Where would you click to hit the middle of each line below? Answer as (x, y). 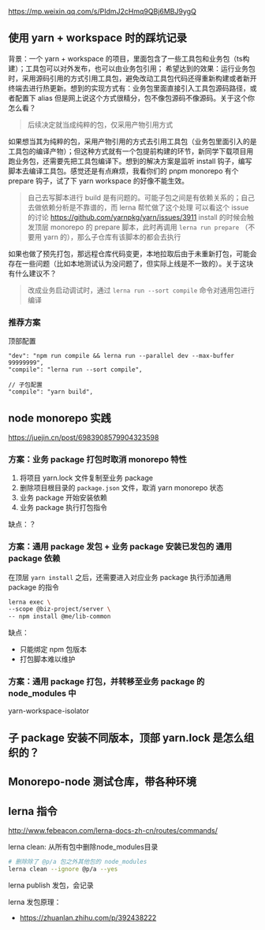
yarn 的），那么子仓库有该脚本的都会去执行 (112, 236)
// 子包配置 (26, 385)
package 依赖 (34, 559)
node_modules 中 (42, 694)
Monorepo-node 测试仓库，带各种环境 (103, 782)
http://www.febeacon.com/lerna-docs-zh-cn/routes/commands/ (113, 831)
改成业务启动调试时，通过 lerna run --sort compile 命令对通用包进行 (141, 290)
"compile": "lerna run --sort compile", (76, 370)
